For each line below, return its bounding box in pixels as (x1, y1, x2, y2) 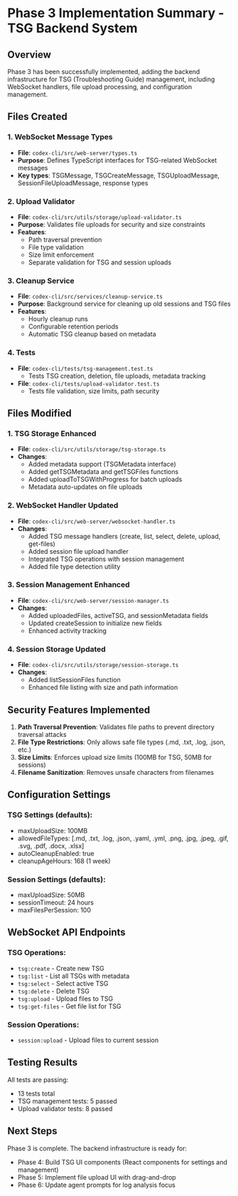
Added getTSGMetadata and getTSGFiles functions (28, 468, 179, 476)
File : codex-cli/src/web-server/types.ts (17, 148, 138, 157)
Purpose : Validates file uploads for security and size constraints (17, 220, 206, 229)
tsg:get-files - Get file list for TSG (17, 1001, 121, 1010)
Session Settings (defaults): (7, 875, 106, 885)
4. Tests (7, 348, 36, 358)
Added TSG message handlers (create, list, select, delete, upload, (28, 532, 221, 540)
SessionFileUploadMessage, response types (17, 178, 148, 187)
